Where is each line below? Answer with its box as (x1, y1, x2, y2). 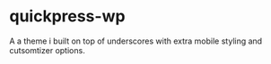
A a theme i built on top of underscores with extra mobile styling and (9, 36, 263, 46)
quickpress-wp (9, 6, 126, 27)
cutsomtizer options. (9, 44, 85, 55)
